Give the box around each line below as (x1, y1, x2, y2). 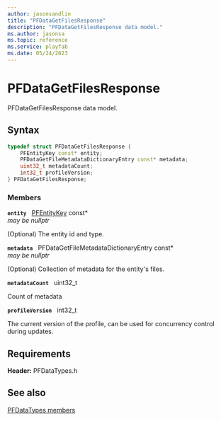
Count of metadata (7, 292, 62, 301)
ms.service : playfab (7, 43, 69, 50)
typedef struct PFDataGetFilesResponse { (7, 143, 132, 150)
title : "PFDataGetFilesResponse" (7, 17, 106, 24)
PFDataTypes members (7, 405, 76, 414)
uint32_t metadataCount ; (20, 163, 93, 170)
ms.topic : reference (7, 37, 69, 44)
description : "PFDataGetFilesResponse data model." (7, 23, 163, 30)
